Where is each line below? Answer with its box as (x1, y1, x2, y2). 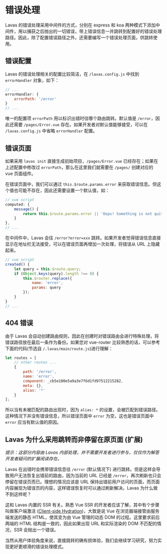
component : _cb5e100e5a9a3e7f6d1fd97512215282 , (23, 378, 123, 383)
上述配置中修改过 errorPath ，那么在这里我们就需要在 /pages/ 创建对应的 (5, 164, 154, 170)
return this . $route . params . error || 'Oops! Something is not (23, 211, 153, 216)
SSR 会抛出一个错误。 (13, 527, 59, 533)
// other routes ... (14, 360, 57, 365)
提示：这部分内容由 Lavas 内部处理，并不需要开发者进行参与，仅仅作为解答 (5, 450, 160, 456)
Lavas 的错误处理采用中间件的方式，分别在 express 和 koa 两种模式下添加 (5, 22, 156, 28)
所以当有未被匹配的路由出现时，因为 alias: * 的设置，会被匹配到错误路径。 (5, 407, 161, 413)
